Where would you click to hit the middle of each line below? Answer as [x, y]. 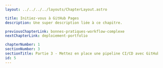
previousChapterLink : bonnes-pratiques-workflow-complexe [65, 31]
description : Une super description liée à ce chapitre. [64, 23]
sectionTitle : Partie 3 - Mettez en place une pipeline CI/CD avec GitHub [82, 54]
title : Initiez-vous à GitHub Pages [42, 18]
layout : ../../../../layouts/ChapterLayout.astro [56, 9]
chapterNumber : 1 [23, 45]
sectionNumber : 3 [23, 49]
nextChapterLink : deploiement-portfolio [47, 36]
